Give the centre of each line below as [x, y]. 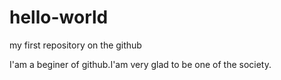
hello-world [59, 17]
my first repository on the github [75, 45]
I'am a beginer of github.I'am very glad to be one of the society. [140, 64]
